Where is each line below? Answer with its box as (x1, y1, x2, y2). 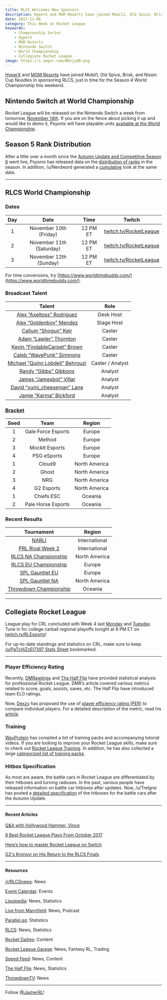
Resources (5, 867, 28, 873)
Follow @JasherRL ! (5, 989, 45, 995)
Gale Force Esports (25, 428, 70, 435)
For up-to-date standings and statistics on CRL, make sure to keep (5, 641, 142, 647)
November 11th (29, 239, 67, 246)
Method (38, 436, 57, 443)
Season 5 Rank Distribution (5, 140, 91, 149)
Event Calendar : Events (5, 888, 53, 894)
